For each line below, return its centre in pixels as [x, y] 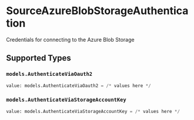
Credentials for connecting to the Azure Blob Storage [70, 39]
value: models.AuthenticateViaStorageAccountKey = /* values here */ [93, 111]
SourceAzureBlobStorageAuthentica [97, 11]
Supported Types [39, 58]
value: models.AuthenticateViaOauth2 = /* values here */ [78, 86]
